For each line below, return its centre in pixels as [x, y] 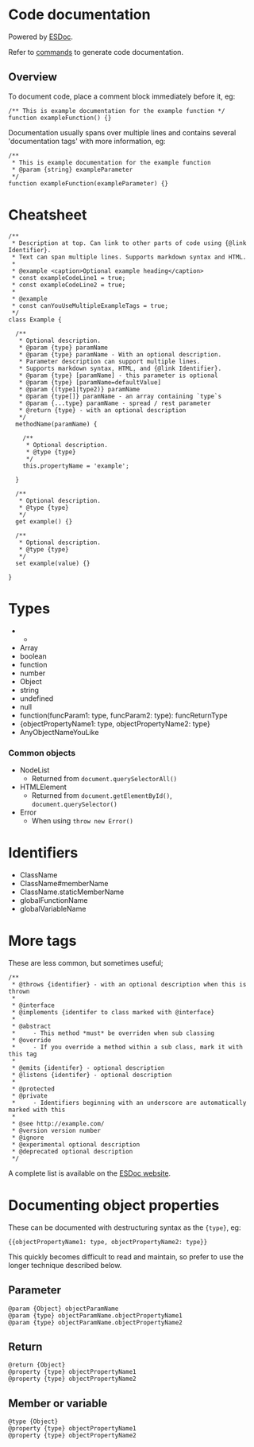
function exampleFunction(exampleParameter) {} [89, 183]
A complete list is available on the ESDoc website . [90, 1173]
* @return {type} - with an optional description [102, 410]
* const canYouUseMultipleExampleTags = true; [90, 305]
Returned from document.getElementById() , [102, 795]
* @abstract [31, 1026]
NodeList [35, 770]
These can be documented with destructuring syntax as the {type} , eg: [125, 1227]
